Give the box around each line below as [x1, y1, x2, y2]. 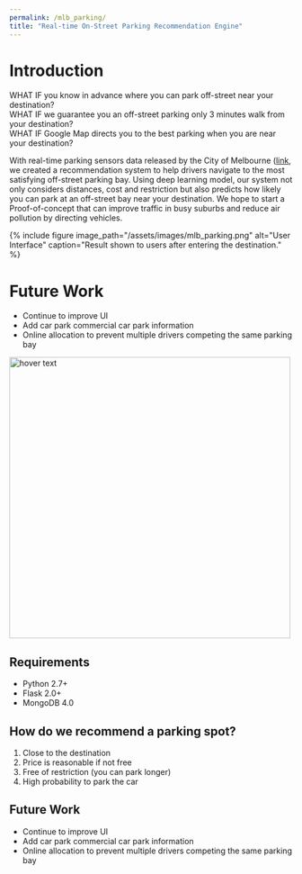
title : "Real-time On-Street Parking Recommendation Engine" [9, 22, 244, 31]
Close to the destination [22, 748, 111, 758]
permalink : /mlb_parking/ [9, 13, 106, 23]
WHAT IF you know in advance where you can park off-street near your [9, 90, 274, 101]
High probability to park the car [22, 776, 139, 787]
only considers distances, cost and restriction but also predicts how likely [9, 184, 281, 194]
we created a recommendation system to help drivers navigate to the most [9, 165, 285, 176]
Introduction [9, 60, 104, 81]
